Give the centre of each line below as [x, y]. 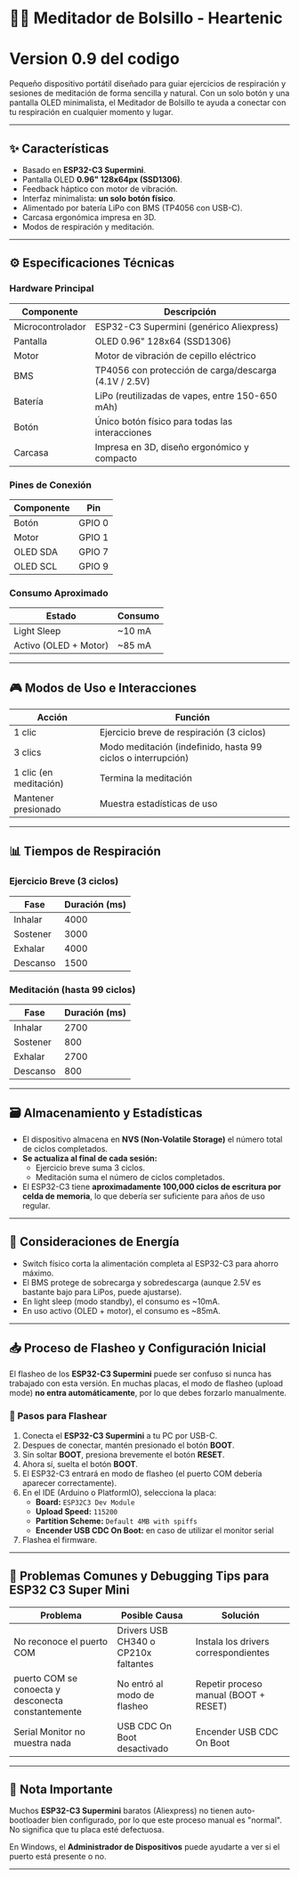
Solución [240, 1615]
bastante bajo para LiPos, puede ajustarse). [102, 1292]
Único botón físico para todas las [164, 421]
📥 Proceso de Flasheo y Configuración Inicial [138, 1348]
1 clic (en [33, 773]
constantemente [48, 1711]
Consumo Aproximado [59, 593]
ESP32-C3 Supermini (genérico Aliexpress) [186, 326]
